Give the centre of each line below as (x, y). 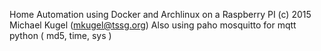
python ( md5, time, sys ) (60, 35)
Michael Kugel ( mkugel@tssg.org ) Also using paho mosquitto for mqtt (153, 25)
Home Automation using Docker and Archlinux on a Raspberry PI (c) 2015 (160, 14)
